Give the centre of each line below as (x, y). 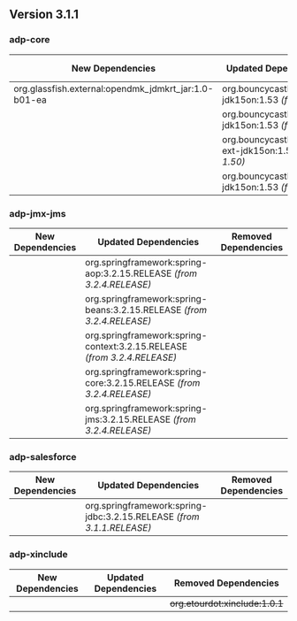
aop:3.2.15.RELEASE (129, 273)
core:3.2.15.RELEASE (130, 382)
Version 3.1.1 (44, 15)
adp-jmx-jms (38, 213)
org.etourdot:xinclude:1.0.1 (226, 603)
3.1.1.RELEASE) (118, 528)
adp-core (30, 40)
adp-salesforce (43, 456)
